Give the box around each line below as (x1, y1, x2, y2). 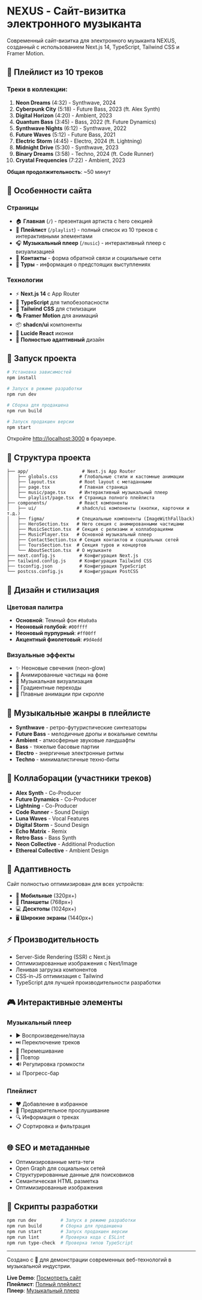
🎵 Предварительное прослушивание (15, 1107, 110, 1114)
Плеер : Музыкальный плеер (7, 1287, 80, 1295)
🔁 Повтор (15, 1054, 40, 1061)
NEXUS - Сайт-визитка (7, 4, 126, 18)
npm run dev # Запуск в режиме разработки (7, 1218, 136, 1224)
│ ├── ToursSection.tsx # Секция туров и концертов (7, 542, 147, 548)
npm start (7, 424, 32, 430)
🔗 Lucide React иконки (15, 329, 74, 336)
